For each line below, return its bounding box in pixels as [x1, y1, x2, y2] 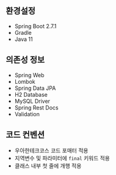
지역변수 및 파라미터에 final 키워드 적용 [14, 155, 111, 162]
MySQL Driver [14, 97, 50, 105]
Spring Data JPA [14, 84, 56, 92]
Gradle [14, 29, 32, 36]
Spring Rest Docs [14, 103, 59, 111]
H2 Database [14, 91, 48, 98]
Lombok [14, 78, 36, 85]
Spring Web [14, 71, 45, 78]
